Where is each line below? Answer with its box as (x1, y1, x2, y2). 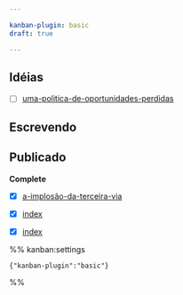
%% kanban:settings (9, 243, 86, 254)
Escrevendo (9, 119, 77, 134)
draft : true (9, 28, 53, 38)
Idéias (9, 69, 44, 84)
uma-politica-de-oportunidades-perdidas (21, 93, 174, 104)
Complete (9, 173, 47, 184)
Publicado (9, 150, 67, 165)
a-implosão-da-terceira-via (21, 190, 123, 201)
